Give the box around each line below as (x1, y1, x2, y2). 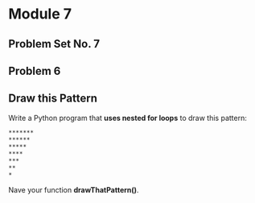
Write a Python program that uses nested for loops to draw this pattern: (8, 113, 247, 122)
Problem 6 (8, 64, 61, 77)
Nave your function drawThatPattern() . (8, 184, 139, 194)
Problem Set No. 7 (8, 37, 101, 51)
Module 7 (8, 5, 72, 23)
